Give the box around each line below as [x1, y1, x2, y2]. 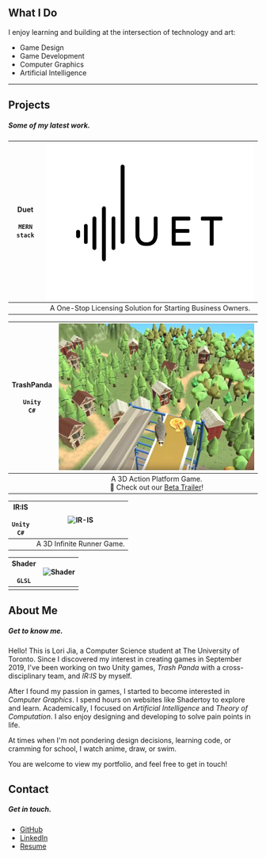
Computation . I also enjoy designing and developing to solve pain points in [8, 712, 251, 722]
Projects [8, 98, 51, 112]
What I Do [8, 6, 58, 20]
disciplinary [8, 671, 46, 681]
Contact [8, 782, 49, 795]
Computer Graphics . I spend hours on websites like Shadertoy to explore [8, 695, 245, 704]
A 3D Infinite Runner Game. [36, 539, 125, 549]
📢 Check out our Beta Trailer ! [109, 482, 204, 492]
